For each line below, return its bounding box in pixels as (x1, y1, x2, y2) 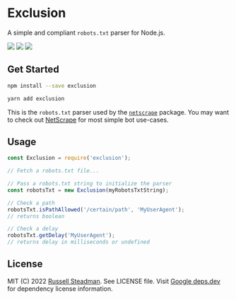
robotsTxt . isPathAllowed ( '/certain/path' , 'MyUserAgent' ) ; (7, 206, 185, 213)
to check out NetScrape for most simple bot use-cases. (7, 115, 169, 124)
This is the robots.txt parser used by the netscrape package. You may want (7, 108, 230, 116)
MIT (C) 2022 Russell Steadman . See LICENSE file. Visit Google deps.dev (7, 277, 220, 285)
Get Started (7, 64, 59, 76)
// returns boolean (7, 212, 65, 220)
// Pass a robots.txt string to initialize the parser (7, 180, 172, 187)
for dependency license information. (7, 284, 113, 293)
